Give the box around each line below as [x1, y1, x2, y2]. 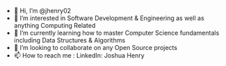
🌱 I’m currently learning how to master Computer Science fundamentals [13, 28, 220, 37]
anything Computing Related [13, 22, 96, 29]
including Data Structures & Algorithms [13, 36, 126, 44]
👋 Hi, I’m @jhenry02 [13, 7, 72, 15]
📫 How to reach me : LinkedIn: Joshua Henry [13, 51, 145, 59]
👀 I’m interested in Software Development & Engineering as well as [13, 14, 204, 22]
